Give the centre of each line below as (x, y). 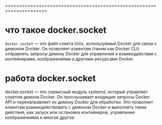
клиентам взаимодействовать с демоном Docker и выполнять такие (76, 107)
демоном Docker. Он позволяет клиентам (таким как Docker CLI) (72, 48)
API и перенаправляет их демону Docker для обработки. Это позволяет (79, 102)
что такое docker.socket (56, 30)
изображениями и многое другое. (40, 117)
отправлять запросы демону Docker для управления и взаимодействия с (81, 54)
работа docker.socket (50, 78)
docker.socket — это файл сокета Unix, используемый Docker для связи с (81, 43)
